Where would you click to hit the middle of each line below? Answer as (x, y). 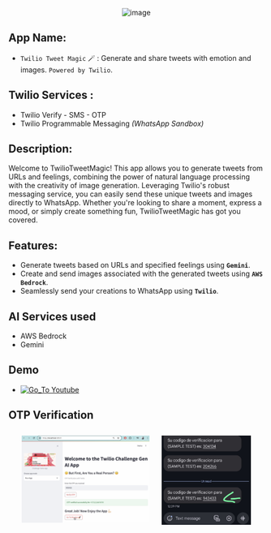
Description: (41, 149)
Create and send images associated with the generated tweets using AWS (142, 274)
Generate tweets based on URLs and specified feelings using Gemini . (135, 265)
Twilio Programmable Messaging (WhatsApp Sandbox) (112, 123)
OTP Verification (51, 415)
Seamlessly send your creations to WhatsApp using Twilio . (119, 291)
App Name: (38, 38)
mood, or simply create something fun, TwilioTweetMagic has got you (125, 212)
